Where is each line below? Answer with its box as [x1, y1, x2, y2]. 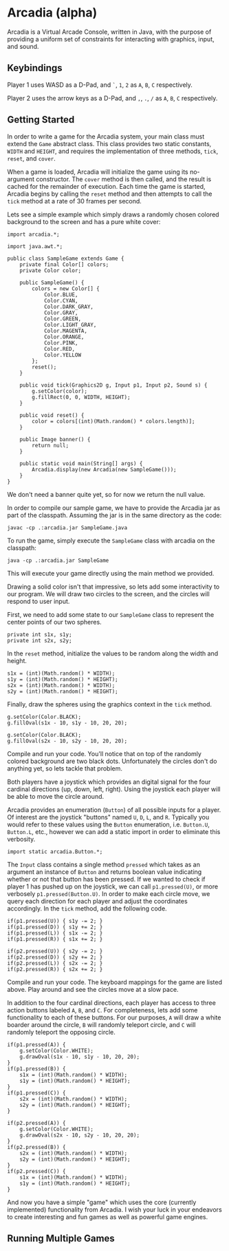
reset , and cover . [7, 154, 56, 163]
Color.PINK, [43, 339, 78, 346]
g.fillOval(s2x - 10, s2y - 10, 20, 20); [7, 738, 128, 744]
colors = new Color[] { [32, 285, 100, 292]
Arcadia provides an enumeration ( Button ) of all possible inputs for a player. [7, 805, 221, 814]
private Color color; [19, 267, 81, 274]
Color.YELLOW [43, 352, 81, 358]
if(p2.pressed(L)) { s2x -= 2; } [7, 959, 103, 966]
